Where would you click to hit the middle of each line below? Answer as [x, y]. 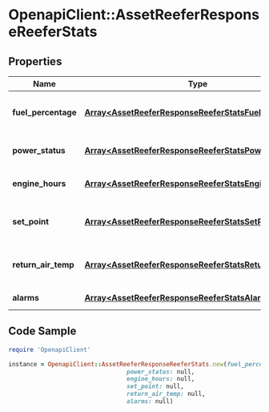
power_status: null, [161, 372]
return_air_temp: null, [166, 394]
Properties [35, 61]
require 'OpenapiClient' [50, 349]
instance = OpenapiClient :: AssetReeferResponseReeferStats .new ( [118, 364]
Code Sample [42, 331]
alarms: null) [150, 402]
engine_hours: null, [161, 379]
